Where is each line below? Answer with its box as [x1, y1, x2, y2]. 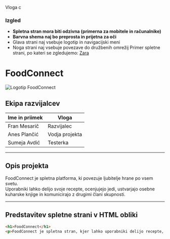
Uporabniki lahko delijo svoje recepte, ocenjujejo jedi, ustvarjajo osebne [5, 186, 155, 192]
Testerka [48, 139, 69, 146]
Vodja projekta [48, 131, 82, 138]
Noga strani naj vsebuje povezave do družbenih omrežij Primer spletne [12, 45, 160, 51]
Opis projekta [5, 162, 49, 170]
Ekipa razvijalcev [5, 99, 60, 108]
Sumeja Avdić [8, 139, 40, 146]
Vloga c [5, 5, 21, 10]
